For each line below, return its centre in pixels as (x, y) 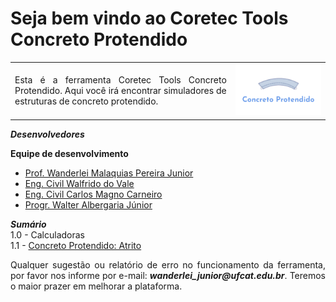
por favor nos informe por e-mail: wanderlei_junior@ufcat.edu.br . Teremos (168, 275)
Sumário (28, 224)
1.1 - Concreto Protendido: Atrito (76, 245)
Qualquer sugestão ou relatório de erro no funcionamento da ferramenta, (168, 264)
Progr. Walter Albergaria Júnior (88, 204)
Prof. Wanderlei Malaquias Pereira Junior (109, 173)
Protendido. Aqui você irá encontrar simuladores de (120, 90)
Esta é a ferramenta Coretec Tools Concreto (120, 79)
